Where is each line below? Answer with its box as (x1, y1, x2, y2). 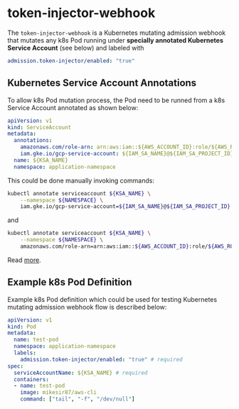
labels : (14, 349, 37, 356)
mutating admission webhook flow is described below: (7, 302, 167, 311)
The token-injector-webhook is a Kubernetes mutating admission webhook (7, 28, 226, 37)
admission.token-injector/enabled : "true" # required (20, 356, 183, 363)
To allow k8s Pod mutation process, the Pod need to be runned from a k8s (7, 96, 225, 104)
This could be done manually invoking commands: (7, 176, 155, 185)
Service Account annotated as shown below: (7, 103, 139, 111)
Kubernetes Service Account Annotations (7, 77, 197, 89)
